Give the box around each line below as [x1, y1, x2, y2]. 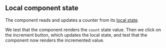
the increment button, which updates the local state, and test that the [5, 32, 147, 38]
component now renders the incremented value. [5, 37, 104, 43]
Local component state [5, 4, 78, 12]
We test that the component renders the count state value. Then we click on [5, 27, 161, 33]
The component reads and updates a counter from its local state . [5, 17, 139, 23]
